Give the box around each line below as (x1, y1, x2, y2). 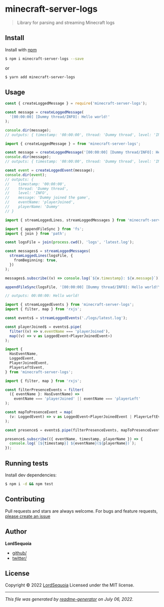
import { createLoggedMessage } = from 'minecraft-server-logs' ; (5, 141, 141, 146)
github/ (12, 550, 27, 556)
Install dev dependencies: (5, 472, 57, 478)
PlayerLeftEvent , (9, 365, 45, 370)
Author (5, 527, 27, 536)
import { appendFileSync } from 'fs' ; (5, 226, 84, 231)
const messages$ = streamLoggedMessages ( (5, 248, 91, 254)
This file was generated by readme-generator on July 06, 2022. (5, 596, 134, 602)
